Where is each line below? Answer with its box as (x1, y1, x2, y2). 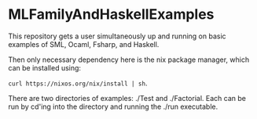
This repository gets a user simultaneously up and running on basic (8, 31, 226, 41)
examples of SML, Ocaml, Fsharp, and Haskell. (8, 39, 160, 49)
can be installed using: (8, 63, 81, 72)
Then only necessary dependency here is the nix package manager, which (8, 55, 250, 64)
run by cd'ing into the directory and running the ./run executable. (8, 102, 218, 111)
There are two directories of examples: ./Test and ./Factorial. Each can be (8, 93, 246, 103)
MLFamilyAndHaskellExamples (8, 5, 215, 23)
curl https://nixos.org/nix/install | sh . (8, 78, 148, 88)
